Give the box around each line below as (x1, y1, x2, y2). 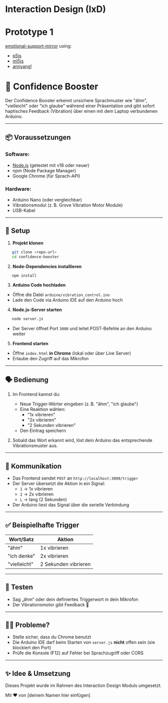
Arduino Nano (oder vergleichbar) (12, 197, 82, 203)
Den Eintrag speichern (19, 427, 66, 434)
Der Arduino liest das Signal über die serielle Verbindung (12, 502, 129, 508)
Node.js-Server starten (12, 307, 62, 313)
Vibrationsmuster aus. (12, 442, 58, 449)
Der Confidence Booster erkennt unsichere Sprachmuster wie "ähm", (5, 98, 147, 104)
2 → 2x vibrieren (19, 491, 54, 497)
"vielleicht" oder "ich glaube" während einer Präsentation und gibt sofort (5, 103, 155, 109)
